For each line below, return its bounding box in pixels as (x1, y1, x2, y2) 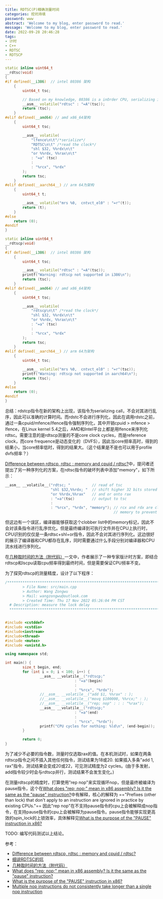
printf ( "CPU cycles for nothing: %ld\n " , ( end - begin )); (39, 723, 155, 729)
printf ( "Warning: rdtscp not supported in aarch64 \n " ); (22, 371, 138, 376)
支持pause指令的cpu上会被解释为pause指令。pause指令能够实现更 (17, 809, 152, 815)
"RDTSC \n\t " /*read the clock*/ (31, 142, 97, 147)
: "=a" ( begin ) (74, 678, 103, 683)
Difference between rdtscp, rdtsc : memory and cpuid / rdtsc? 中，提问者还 (5, 461, 154, 467)
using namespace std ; (5, 651, 49, 657)
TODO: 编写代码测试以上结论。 (5, 830, 67, 836)
